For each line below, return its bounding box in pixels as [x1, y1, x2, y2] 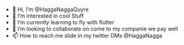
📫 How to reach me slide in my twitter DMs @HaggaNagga [12, 32, 163, 39]
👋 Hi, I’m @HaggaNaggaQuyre [12, 6, 89, 13]
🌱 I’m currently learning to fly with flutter [12, 19, 115, 26]
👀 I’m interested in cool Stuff [12, 12, 84, 19]
